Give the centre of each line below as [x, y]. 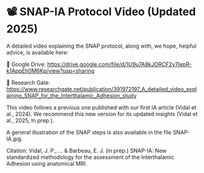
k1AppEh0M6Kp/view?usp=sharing [50, 70]
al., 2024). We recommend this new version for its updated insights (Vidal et [102, 114]
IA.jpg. [15, 139]
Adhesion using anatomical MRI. [47, 163]
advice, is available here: [38, 52]
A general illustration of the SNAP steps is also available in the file [89, 132]
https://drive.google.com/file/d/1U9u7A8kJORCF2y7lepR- [120, 64]
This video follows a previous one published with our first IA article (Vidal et [101, 107]
